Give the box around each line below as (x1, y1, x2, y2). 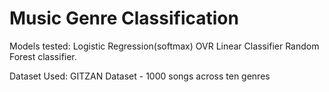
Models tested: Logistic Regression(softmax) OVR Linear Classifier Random (9, 40, 320, 52)
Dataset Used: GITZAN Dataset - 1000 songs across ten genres (9, 70, 271, 82)
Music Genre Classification (9, 7, 239, 30)
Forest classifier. (9, 50, 77, 62)
